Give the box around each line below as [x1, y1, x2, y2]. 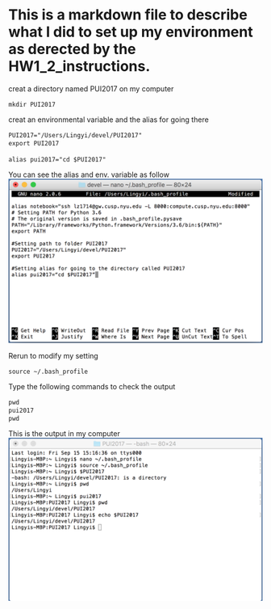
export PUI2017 [8, 139, 60, 147]
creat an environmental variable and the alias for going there [8, 115, 210, 124]
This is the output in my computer [8, 428, 121, 438]
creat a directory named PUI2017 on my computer [8, 83, 174, 94]
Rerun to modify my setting [8, 351, 98, 360]
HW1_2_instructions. [8, 57, 151, 76]
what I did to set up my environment [8, 23, 253, 41]
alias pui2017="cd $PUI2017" [8, 155, 106, 163]
